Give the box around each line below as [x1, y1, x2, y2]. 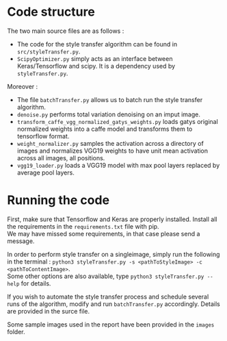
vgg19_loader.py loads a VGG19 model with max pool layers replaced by [16, 161, 220, 169]
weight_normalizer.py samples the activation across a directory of [16, 139, 204, 147]
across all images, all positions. [16, 153, 105, 162]
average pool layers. [16, 168, 75, 177]
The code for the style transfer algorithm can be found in [16, 40, 178, 48]
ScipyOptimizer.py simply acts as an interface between [16, 54, 173, 62]
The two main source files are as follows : [7, 27, 124, 35]
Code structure [7, 4, 96, 20]
